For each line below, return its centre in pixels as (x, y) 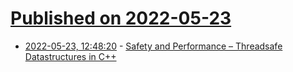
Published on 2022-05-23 (121, 18)
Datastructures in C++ (70, 56)
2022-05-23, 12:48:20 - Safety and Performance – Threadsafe (153, 46)
